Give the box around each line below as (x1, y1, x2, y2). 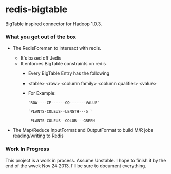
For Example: (28, 90, 56, 96)
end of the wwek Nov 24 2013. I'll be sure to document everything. (5, 163, 146, 169)
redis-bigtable (5, 4, 68, 15)
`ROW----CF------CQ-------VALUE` (28, 100, 100, 106)
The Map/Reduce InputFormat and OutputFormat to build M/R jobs (12, 127, 154, 133)
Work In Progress (5, 145, 50, 152)
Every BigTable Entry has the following (28, 70, 109, 76)
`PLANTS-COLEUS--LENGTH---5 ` (28, 109, 93, 114)
